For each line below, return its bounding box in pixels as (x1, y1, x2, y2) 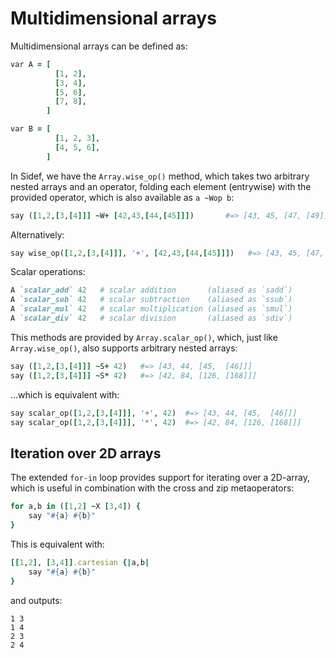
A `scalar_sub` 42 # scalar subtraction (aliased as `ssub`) (10, 295, 293, 305)
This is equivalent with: (10, 538, 105, 550)
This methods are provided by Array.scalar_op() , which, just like (10, 331, 278, 343)
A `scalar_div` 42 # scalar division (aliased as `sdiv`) (10, 313, 293, 324)
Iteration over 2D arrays (10, 445, 162, 462)
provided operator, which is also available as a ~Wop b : (10, 191, 235, 203)
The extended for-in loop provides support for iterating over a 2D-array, (10, 472, 310, 484)
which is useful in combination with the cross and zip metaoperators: (10, 482, 295, 494)
